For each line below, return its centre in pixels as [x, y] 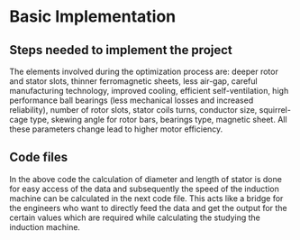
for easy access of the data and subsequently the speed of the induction [144, 189]
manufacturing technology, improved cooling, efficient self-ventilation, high [149, 91]
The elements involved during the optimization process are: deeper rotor [144, 71]
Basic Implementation [93, 17]
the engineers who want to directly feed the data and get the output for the [148, 208]
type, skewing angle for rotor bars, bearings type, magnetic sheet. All [159, 120]
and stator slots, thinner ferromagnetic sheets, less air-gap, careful [134, 81]
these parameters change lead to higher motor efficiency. [116, 129]
